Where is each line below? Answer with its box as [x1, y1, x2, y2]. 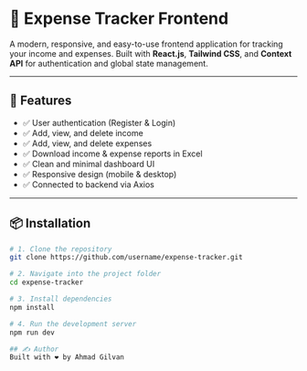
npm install [9, 302, 55, 312]
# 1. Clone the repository [9, 244, 112, 254]
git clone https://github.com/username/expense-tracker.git [9, 253, 244, 262]
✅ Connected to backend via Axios [22, 178, 155, 190]
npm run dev [9, 328, 55, 337]
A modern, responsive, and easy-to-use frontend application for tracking [9, 38, 283, 49]
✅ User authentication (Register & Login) [22, 117, 176, 128]
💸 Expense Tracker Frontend [9, 8, 229, 29]
